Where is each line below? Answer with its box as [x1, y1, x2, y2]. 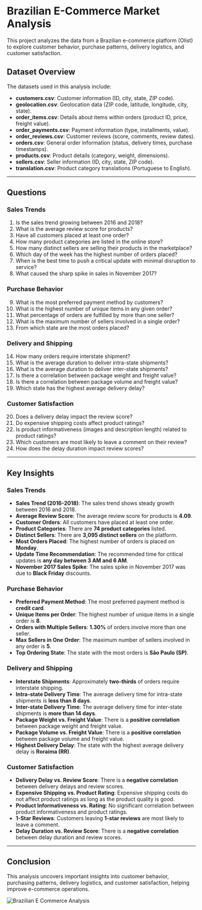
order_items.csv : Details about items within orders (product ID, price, [15, 113, 188, 120]
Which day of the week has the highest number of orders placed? [15, 251, 177, 258]
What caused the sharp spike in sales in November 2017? [15, 270, 157, 277]
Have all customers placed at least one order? [15, 232, 129, 239]
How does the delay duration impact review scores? [15, 445, 144, 452]
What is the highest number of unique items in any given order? [15, 305, 173, 312]
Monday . [15, 544, 38, 552]
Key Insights [7, 468, 55, 478]
